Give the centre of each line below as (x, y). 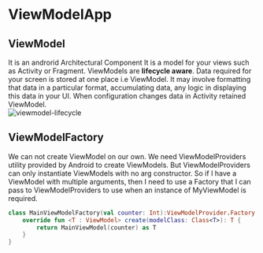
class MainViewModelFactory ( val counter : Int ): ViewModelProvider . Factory (132, 213)
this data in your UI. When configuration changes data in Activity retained (127, 96)
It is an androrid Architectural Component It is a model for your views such (129, 62)
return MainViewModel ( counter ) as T (96, 227)
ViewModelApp (60, 15)
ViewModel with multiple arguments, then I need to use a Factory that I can (130, 181)
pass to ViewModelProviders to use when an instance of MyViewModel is (127, 190)
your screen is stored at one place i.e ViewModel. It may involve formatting (130, 79)
